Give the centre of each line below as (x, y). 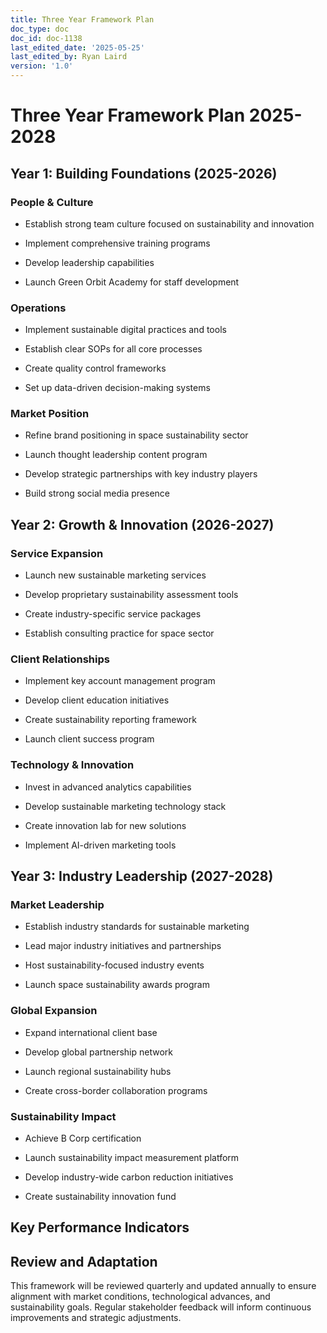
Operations (38, 308)
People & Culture (52, 202)
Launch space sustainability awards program (117, 985)
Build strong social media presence (97, 493)
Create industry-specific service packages (113, 614)
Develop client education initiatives (97, 700)
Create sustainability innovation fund (100, 1197)
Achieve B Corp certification (83, 1138)
